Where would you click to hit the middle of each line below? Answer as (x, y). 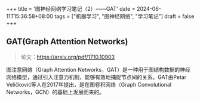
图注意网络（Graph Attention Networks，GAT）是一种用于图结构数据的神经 (99, 69)
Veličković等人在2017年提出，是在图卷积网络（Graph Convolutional (89, 84)
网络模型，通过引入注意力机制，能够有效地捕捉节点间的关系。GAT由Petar (96, 77)
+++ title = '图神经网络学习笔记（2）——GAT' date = (71, 9)
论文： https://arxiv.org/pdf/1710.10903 (68, 57)
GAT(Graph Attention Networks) (67, 42)
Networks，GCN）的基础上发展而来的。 (55, 92)
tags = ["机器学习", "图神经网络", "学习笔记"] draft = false (124, 16)
